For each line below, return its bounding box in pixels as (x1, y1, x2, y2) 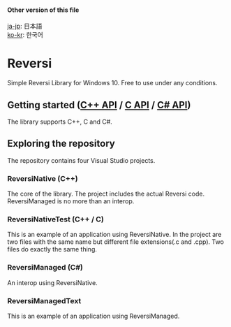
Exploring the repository (7, 138, 115, 150)
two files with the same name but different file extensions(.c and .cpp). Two (7, 238, 225, 246)
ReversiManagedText (7, 296, 82, 305)
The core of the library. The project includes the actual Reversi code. (7, 189, 204, 198)
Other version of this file (7, 6, 80, 14)
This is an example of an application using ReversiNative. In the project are (7, 231, 222, 239)
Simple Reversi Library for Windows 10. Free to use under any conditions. (7, 79, 218, 87)
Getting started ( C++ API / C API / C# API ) (7, 99, 191, 111)
